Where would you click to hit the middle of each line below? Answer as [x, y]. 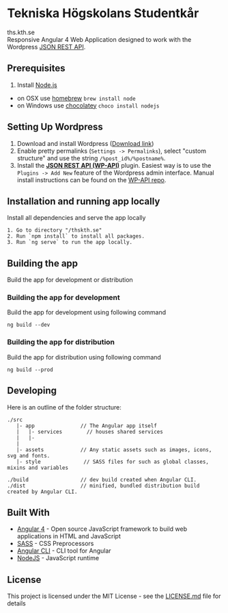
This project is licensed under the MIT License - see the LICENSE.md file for [114, 596]
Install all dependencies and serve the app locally [76, 218]
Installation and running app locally [84, 201]
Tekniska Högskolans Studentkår [103, 13]
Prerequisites [36, 68]
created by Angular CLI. [42, 492]
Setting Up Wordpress [55, 127]
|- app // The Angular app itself [86, 426]
